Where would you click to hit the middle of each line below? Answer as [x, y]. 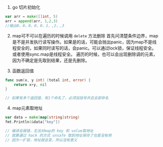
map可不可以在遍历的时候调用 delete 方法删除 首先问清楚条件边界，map [85, 35]
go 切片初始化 [26, 7]
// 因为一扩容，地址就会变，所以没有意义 [41, 140]
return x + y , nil [31, 85]
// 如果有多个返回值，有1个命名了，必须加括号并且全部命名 [57, 98]
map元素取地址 [27, 108]
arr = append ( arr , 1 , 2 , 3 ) [31, 21]
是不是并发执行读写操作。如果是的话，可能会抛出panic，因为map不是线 [84, 42]
